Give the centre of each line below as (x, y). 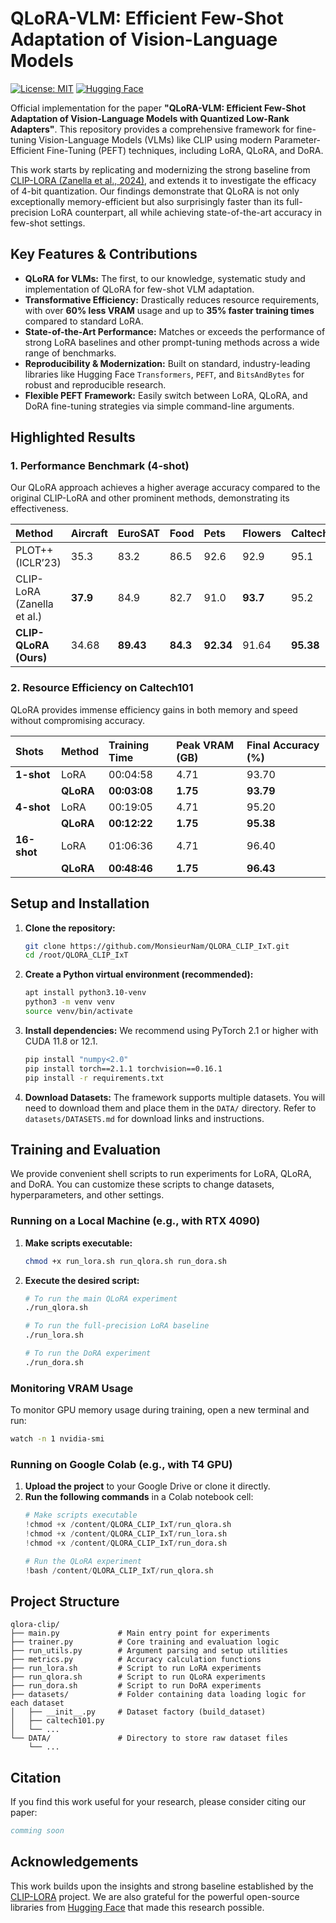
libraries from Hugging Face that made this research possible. (137, 1907)
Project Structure (65, 1601)
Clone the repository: (70, 928)
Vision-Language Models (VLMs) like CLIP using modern (155, 139)
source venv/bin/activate (78, 1012)
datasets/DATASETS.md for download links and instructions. (144, 1118)
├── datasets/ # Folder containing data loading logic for (158, 1695)
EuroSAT (138, 534)
